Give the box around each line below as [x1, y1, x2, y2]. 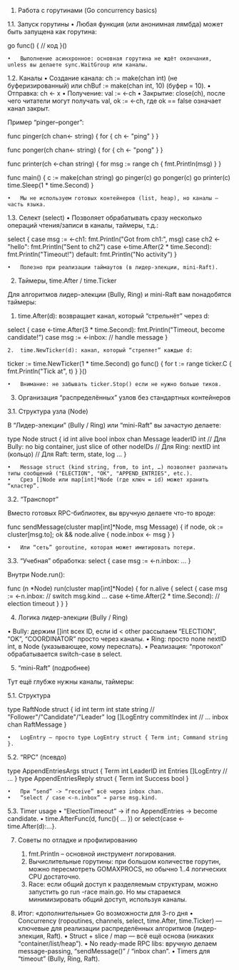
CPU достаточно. [28, 872, 81, 881]
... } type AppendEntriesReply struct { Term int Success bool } [7, 774, 189, 782]
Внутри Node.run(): [7, 570, 66, 579]
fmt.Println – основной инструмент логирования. [28, 849, 176, 858]
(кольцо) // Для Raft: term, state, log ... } [7, 450, 127, 458]
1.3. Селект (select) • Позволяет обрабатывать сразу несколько [7, 213, 202, 222]
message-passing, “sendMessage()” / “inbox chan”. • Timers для [17, 947, 210, 955]
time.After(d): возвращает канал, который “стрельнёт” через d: [17, 312, 210, 320]
